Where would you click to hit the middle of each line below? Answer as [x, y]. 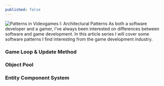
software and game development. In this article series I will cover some [77, 34]
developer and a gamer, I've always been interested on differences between [82, 29]
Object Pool [19, 65]
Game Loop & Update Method [41, 52]
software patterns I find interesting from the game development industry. [79, 39]
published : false [23, 10]
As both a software [128, 23]
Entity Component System [37, 78]
